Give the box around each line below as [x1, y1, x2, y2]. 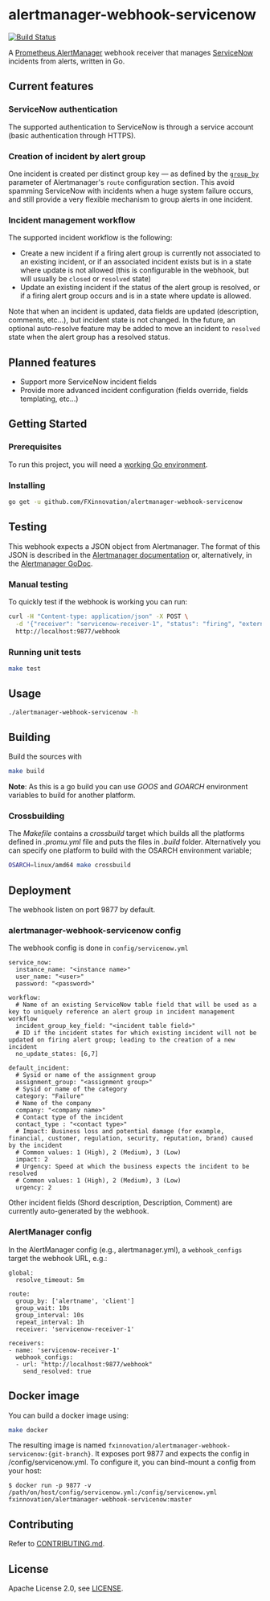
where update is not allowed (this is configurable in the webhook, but [19, 265, 249, 275]
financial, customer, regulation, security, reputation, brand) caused [8, 1135, 253, 1143]
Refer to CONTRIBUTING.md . [8, 1539, 105, 1549]
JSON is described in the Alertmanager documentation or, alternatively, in [8, 550, 252, 559]
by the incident [8, 1141, 63, 1150]
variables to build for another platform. [8, 790, 136, 800]
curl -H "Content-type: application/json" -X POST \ [8, 612, 189, 620]
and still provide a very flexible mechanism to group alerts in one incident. [8, 194, 253, 204]
